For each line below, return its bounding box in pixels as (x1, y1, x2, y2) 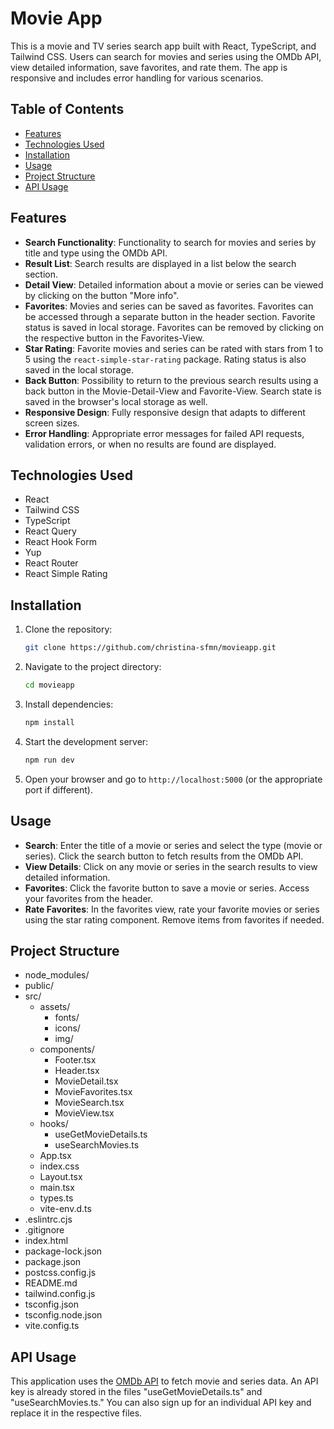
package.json (24, 1256, 82, 1268)
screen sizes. (24, 417, 80, 429)
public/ (24, 980, 55, 992)
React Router (24, 557, 79, 569)
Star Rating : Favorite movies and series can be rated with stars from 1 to (24, 342, 324, 354)
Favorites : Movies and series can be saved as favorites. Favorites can (24, 300, 314, 312)
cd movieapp (24, 680, 75, 691)
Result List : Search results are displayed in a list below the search (24, 257, 297, 269)
